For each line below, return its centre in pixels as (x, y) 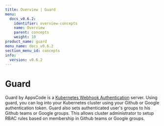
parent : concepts (32, 32)
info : (11, 55)
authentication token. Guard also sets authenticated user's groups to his (78, 108)
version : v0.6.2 (26, 60)
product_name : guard (26, 42)
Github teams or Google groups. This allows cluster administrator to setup (80, 113)
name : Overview (29, 28)
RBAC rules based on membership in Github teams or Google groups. (75, 119)
